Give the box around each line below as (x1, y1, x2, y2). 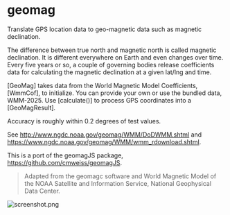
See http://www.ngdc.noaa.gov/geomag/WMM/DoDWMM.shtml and (7, 130, 202, 139)
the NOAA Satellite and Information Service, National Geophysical (24, 179, 212, 187)
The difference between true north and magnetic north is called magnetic (7, 46, 217, 54)
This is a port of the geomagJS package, (7, 151, 123, 160)
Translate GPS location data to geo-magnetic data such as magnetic (7, 25, 202, 33)
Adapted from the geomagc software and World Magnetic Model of (24, 172, 217, 180)
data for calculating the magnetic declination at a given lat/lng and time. (7, 68, 212, 76)
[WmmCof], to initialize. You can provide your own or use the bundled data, (7, 89, 222, 97)
